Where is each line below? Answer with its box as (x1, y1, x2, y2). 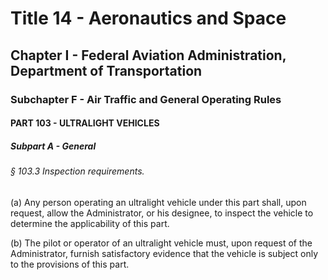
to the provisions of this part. (10, 258, 130, 270)
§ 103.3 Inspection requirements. (10, 165, 145, 177)
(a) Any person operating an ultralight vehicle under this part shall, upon (10, 196, 307, 208)
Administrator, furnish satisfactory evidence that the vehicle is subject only (10, 247, 319, 259)
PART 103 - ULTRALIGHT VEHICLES (10, 117, 160, 129)
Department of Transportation (10, 62, 203, 79)
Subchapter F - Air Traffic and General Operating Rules (10, 92, 282, 106)
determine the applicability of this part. (10, 217, 170, 229)
